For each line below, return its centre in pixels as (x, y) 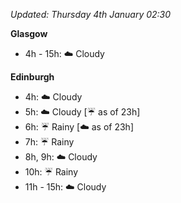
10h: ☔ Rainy (51, 172)
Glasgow (29, 33)
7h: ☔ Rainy (49, 142)
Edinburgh (32, 77)
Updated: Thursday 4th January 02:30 (91, 14)
